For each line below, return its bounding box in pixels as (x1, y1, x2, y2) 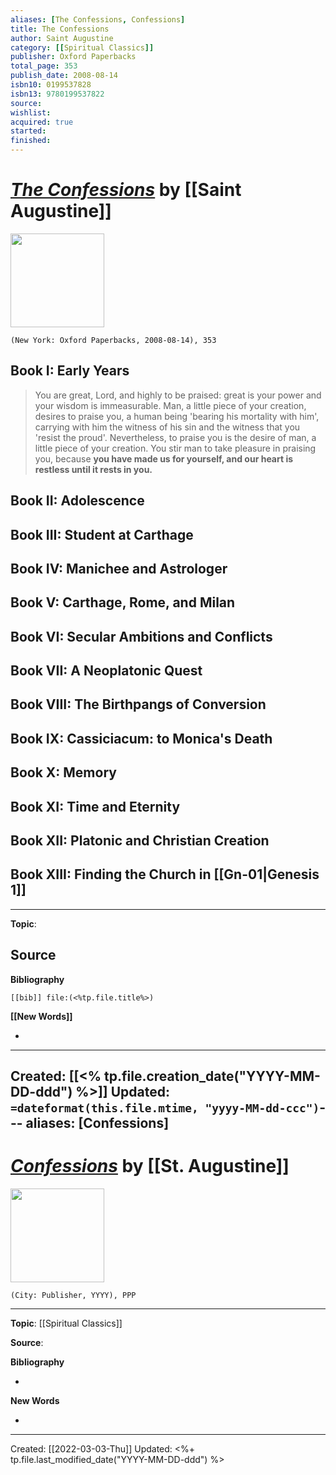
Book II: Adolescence (10, 492, 145, 510)
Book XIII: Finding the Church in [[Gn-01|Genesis (10, 866, 320, 883)
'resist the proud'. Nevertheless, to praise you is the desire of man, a (34, 431, 317, 443)
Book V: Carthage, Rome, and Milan (10, 594, 236, 611)
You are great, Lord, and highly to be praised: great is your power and (34, 389, 322, 401)
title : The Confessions (10, 24, 110, 34)
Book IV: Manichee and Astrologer (10, 560, 228, 577)
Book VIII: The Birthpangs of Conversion (10, 696, 267, 713)
